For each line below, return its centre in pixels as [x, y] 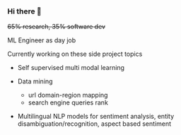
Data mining [35, 81]
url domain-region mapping [68, 95]
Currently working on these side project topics [75, 54]
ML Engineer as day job [42, 40]
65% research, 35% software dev [57, 27]
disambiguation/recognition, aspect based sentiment [94, 124]
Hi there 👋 [25, 11]
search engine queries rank [68, 102]
